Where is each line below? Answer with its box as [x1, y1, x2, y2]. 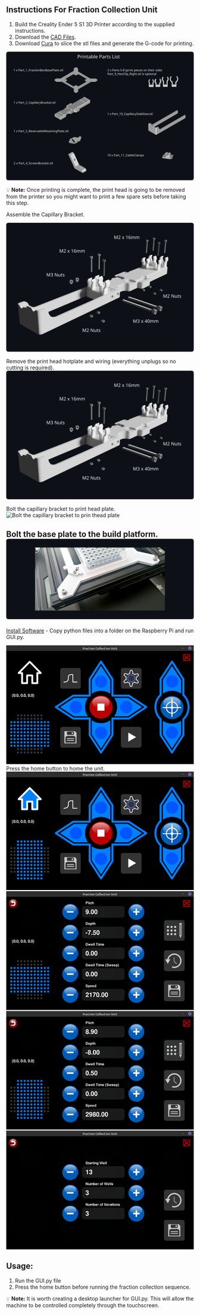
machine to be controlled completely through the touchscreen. [6, 1301, 160, 1308]
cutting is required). [6, 364, 55, 371]
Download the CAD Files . [14, 33, 76, 41]
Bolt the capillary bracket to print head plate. [6, 505, 115, 513]
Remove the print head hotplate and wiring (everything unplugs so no [6, 357, 177, 365]
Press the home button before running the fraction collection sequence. [14, 1283, 191, 1290]
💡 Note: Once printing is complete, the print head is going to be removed [6, 186, 185, 194]
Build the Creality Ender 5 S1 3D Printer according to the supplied [14, 20, 175, 27]
